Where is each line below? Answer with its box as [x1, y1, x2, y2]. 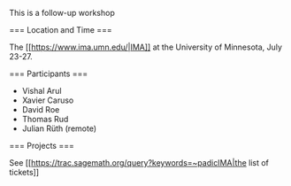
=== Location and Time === [9, 25, 112, 35]
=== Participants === [9, 68, 88, 79]
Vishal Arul [21, 86, 62, 96]
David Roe [21, 105, 60, 114]
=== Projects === [9, 141, 75, 151]
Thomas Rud [21, 114, 69, 124]
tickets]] [9, 167, 40, 177]
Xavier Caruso [21, 95, 74, 105]
